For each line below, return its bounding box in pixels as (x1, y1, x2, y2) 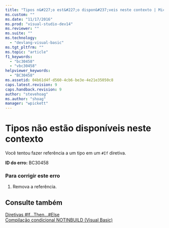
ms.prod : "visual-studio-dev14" (5, 21, 73, 27)
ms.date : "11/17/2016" (5, 17, 53, 22)
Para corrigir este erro (5, 172, 60, 179)
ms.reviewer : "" (5, 26, 39, 31)
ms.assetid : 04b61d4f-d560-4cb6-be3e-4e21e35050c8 (5, 78, 114, 83)
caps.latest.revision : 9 (5, 82, 57, 87)
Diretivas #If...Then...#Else (5, 212, 60, 218)
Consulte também (5, 198, 63, 207)
